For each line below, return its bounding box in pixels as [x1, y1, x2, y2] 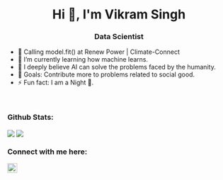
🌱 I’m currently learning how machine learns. [17, 55, 149, 64]
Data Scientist [94, 32, 144, 42]
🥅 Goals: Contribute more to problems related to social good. [17, 70, 195, 79]
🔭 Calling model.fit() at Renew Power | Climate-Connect [17, 47, 181, 56]
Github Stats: [7, 113, 55, 123]
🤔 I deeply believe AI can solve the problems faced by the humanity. [17, 63, 216, 72]
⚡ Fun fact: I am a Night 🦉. [17, 78, 94, 87]
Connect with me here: [7, 147, 88, 157]
